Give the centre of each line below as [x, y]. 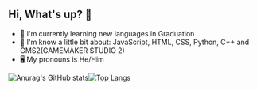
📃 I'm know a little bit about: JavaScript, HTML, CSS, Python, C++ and [134, 42]
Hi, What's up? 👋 [50, 15]
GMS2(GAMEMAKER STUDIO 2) [72, 50]
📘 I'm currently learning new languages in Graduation [107, 33]
